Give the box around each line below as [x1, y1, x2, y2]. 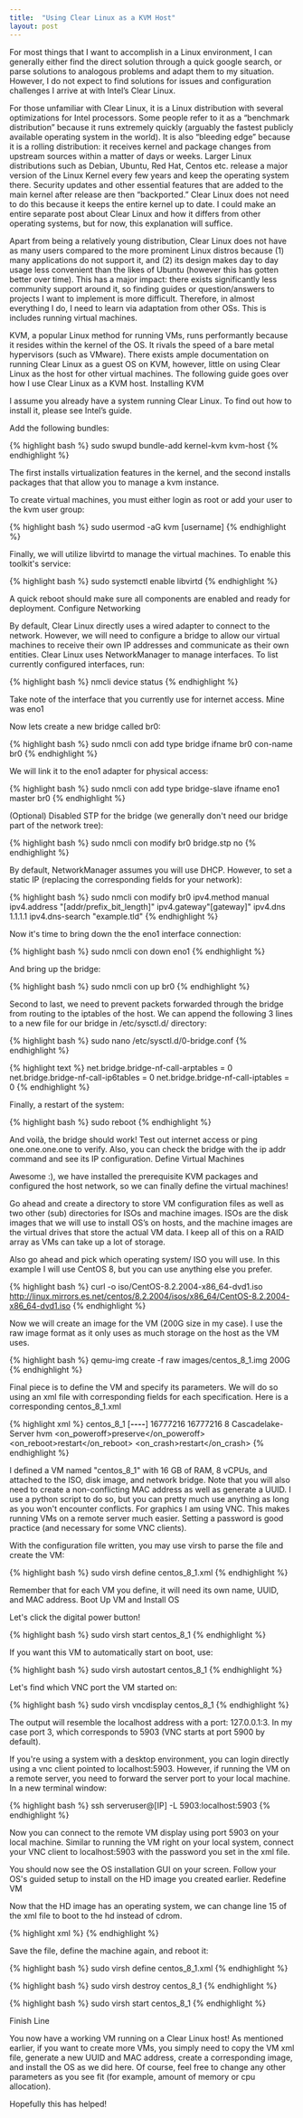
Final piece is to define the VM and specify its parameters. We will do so [9, 1381, 279, 1393]
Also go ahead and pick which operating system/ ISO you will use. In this [9, 1253, 280, 1264]
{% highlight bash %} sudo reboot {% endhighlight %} [9, 1116, 212, 1127]
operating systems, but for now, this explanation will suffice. [9, 218, 233, 229]
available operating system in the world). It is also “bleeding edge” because [9, 131, 291, 142]
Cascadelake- [231, 1418, 284, 1429]
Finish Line [9, 2015, 50, 2026]
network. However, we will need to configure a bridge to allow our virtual [9, 629, 280, 640]
